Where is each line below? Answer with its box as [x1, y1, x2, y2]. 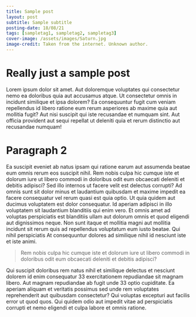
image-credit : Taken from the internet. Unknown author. [6, 42, 148, 47]
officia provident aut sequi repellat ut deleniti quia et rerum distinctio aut [6, 117, 180, 124]
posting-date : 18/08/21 [6, 25, 65, 31]
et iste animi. [6, 238, 37, 245]
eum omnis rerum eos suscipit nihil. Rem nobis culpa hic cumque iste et [6, 169, 180, 176]
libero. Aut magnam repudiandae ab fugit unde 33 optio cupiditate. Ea [6, 279, 175, 286]
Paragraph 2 [6, 144, 67, 157]
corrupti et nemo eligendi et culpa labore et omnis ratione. [6, 304, 147, 311]
